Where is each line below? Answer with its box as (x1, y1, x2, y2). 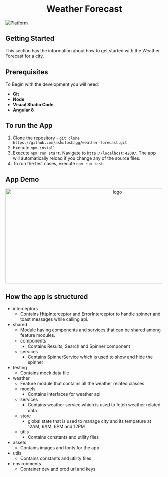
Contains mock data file (20, 370, 69, 376)
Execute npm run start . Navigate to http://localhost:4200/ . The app (12, 150, 156, 156)
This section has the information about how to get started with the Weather (5, 47, 160, 53)
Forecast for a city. (5, 53, 44, 59)
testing (12, 365, 27, 370)
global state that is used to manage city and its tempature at (27, 418, 151, 424)
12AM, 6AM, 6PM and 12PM (27, 424, 85, 429)
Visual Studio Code (12, 101, 54, 107)
